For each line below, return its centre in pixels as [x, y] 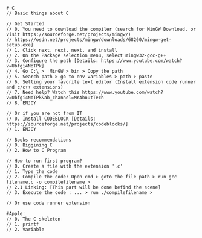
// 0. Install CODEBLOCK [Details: [51, 119]
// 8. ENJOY [21, 103]
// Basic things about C [37, 13]
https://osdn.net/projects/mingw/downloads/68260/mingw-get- [93, 40]
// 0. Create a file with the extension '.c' [64, 166]
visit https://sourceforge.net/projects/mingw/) [69, 34]
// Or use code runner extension [48, 203]
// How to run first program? [44, 161]
